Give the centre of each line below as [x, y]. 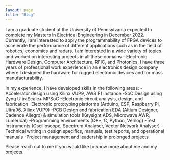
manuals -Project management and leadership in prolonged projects [77, 137]
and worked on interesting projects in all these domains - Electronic [76, 56]
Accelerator [18, 93]
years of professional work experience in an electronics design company [82, 67]
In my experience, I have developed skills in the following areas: [72, 88]
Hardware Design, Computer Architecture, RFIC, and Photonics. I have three [85, 62]
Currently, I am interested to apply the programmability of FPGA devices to [84, 40]
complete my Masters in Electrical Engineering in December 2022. [75, 35]
